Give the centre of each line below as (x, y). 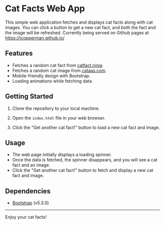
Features (19, 53)
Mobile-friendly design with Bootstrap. (51, 76)
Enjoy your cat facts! (26, 217)
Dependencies (28, 191)
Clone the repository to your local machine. (56, 108)
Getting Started (29, 96)
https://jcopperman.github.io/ (35, 38)
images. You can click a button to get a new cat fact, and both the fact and (81, 27)
